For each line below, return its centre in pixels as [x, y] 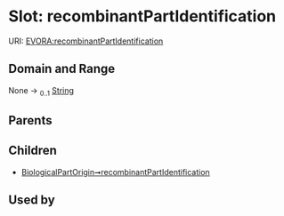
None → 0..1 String [41, 91]
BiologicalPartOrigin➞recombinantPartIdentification [115, 172]
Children [32, 151]
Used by [32, 200]
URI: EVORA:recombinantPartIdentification [86, 41]
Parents [30, 120]
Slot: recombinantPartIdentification [142, 16]
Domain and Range [62, 69]
